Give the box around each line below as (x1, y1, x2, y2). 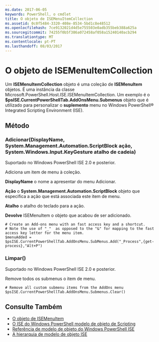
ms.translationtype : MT (5, 35, 54, 40)
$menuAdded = (5, 235, 32, 240)
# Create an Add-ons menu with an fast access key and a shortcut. (5, 222, 146, 227)
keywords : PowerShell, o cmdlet (5, 12, 71, 17)
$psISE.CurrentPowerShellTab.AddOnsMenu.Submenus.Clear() (5, 289, 126, 294)
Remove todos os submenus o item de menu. (5, 276, 96, 282)
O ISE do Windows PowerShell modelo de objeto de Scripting (12, 321, 136, 327)
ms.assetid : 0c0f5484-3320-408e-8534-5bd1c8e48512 (5, 21, 111, 26)
